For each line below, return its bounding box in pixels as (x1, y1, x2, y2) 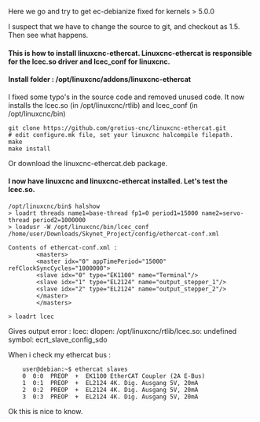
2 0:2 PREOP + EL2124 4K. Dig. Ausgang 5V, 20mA (22, 386, 199, 394)
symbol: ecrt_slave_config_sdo (8, 335, 108, 344)
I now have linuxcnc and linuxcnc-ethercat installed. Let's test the (8, 176, 228, 186)
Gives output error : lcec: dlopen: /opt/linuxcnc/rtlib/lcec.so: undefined (8, 327, 237, 335)
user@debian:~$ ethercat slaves (22, 365, 128, 373)
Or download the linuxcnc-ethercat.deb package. (8, 158, 167, 168)
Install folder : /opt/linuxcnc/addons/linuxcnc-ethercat (8, 75, 191, 84)
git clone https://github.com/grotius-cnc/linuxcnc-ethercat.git (8, 124, 226, 132)
